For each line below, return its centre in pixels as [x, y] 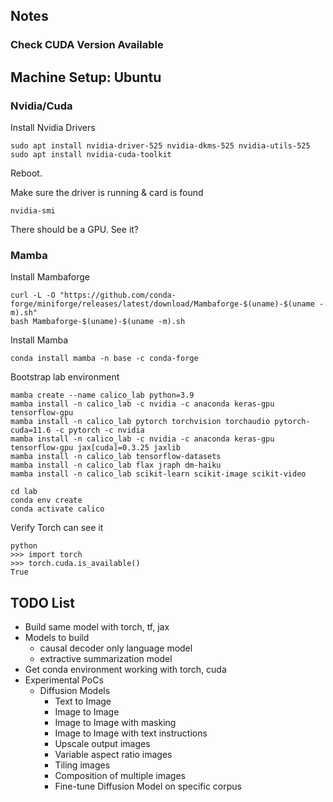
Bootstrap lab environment [65, 377]
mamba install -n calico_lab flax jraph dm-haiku [116, 465]
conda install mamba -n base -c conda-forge [104, 359]
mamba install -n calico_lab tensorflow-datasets [116, 457]
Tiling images [82, 765]
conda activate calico [57, 509]
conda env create [46, 500]
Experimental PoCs [64, 680]
